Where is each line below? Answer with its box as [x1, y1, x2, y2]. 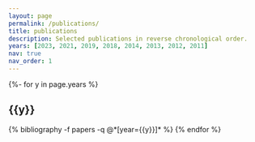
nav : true [8, 49, 42, 58]
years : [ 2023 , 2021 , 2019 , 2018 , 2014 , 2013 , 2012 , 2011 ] [8, 42, 209, 50]
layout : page [8, 11, 53, 20]
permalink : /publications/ [8, 19, 100, 28]
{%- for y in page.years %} [8, 79, 99, 89]
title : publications [8, 27, 79, 35]
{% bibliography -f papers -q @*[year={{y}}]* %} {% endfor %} [8, 124, 222, 134]
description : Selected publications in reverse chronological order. [8, 34, 249, 43]
